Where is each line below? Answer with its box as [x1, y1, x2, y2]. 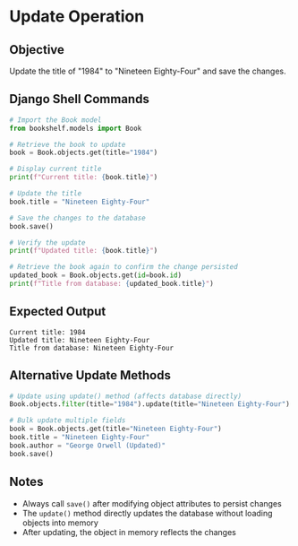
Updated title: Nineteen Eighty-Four [9, 335, 150, 344]
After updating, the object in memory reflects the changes [21, 526, 237, 537]
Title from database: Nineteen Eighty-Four [9, 343, 175, 352]
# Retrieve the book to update [9, 140, 126, 149]
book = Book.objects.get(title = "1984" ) [9, 148, 158, 158]
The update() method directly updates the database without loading [21, 507, 273, 518]
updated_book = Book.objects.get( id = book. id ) [9, 271, 182, 280]
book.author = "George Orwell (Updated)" [9, 441, 166, 450]
